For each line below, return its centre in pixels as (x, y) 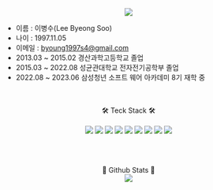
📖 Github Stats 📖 (129, 170)
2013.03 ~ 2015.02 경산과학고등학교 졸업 (80, 58)
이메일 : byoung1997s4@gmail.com (72, 48)
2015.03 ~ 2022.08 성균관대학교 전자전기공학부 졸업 (97, 67)
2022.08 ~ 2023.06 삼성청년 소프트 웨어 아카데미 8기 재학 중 (110, 77)
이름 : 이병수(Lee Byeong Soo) (64, 28)
